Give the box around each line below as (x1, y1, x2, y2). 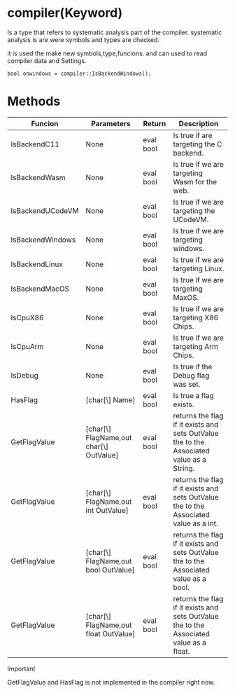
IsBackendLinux (10, 259, 63, 269)
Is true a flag (173, 390, 215, 400)
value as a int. (173, 519, 218, 528)
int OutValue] (85, 505, 129, 515)
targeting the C (173, 139, 222, 149)
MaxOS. (173, 292, 199, 302)
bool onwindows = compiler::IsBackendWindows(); (7, 70, 152, 77)
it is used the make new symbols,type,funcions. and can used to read (7, 49, 208, 57)
